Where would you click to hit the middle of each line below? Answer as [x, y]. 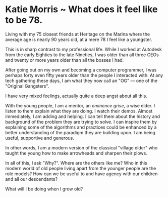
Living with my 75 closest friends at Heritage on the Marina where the [78, 34]
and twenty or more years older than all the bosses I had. [65, 60]
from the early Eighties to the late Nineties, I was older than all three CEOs [82, 55]
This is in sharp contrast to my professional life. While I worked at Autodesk [84, 49]
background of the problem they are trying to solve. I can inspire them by [81, 122]
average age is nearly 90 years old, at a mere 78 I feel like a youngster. [79, 40]
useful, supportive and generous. [40, 138]
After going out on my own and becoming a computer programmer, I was [81, 70]
